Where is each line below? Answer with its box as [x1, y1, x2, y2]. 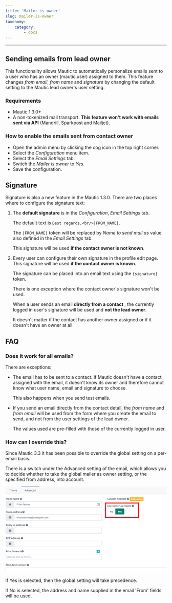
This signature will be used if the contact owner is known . [12, 261, 137, 267]
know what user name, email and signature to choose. [12, 385, 127, 391]
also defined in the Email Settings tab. [12, 235, 93, 241]
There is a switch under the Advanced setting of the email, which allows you [5, 465, 166, 472]
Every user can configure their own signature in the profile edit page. [12, 255, 159, 261]
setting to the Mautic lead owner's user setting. [5, 84, 105, 90]
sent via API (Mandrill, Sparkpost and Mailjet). [12, 120, 110, 126]
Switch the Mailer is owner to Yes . [12, 161, 85, 167]
